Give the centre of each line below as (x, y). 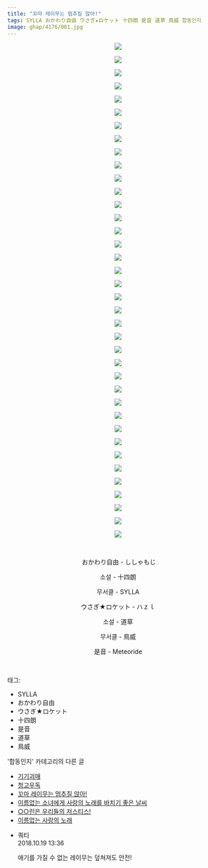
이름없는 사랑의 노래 (45, 820)
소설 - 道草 (118, 622)
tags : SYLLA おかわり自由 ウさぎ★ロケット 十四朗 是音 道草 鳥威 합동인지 (104, 20)
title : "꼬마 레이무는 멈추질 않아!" (54, 14)
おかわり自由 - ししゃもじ (119, 562)
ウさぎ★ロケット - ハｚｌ (118, 607)
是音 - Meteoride (118, 652)
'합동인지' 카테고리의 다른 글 (46, 762)
